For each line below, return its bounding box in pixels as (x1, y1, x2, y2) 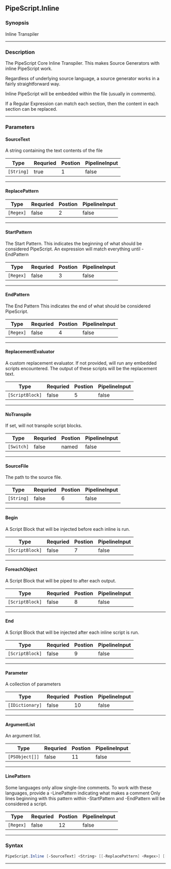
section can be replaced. (5, 106, 58, 112)
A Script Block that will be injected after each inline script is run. (5, 629, 139, 635)
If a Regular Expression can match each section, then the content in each (5, 100, 159, 107)
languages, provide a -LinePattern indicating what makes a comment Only (5, 790, 161, 796)
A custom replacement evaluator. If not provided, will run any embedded (5, 360, 157, 366)
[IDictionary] (8, 702, 42, 708)
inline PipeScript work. (5, 65, 52, 71)
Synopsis (5, 19, 29, 27)
